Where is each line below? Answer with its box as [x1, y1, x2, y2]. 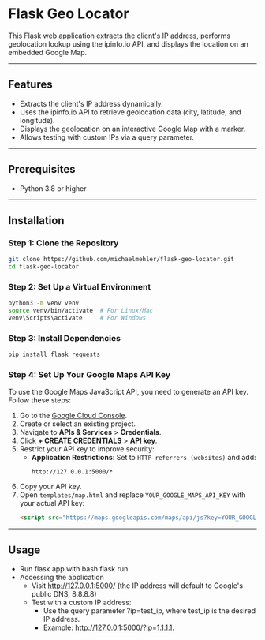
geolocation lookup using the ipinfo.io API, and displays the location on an [8, 39, 248, 48]
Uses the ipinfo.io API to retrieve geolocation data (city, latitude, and [19, 107, 242, 117]
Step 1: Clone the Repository [8, 238, 119, 249]
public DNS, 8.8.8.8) [31, 589, 97, 599]
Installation [8, 214, 65, 227]
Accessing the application [19, 573, 104, 582]
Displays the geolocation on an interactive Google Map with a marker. [19, 124, 246, 133]
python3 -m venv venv [8, 299, 80, 308]
